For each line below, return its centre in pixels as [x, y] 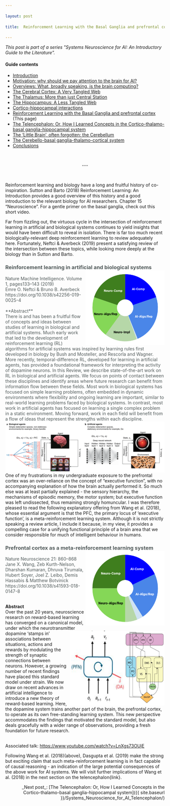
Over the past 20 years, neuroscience [45, 612]
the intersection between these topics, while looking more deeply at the [80, 249]
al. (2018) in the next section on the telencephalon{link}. [63, 778]
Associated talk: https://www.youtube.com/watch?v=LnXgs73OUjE [75, 746]
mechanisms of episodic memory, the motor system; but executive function [84, 497]
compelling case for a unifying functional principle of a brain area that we [82, 529]
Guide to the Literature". [30, 53]
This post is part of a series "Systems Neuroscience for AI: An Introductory [83, 47]
